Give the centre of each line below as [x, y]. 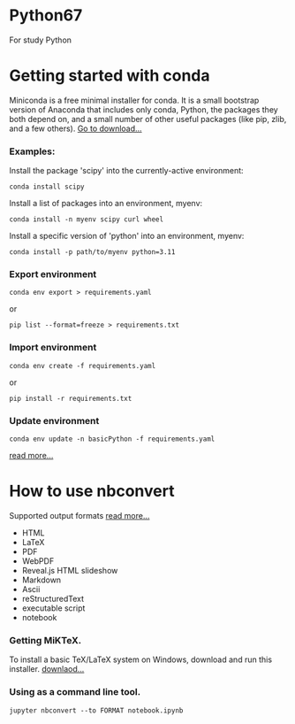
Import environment [53, 348]
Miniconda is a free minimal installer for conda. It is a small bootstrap [134, 100]
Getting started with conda [110, 76]
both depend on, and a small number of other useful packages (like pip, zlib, [148, 119]
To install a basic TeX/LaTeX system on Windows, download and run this [140, 659]
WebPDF [38, 561]
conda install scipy [47, 187]
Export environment [53, 274]
